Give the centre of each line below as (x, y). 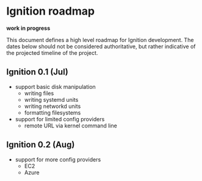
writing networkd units (52, 106)
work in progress (28, 28)
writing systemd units (51, 99)
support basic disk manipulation (55, 87)
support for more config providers (58, 159)
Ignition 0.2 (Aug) (41, 145)
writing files (39, 93)
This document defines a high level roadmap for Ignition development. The (100, 40)
